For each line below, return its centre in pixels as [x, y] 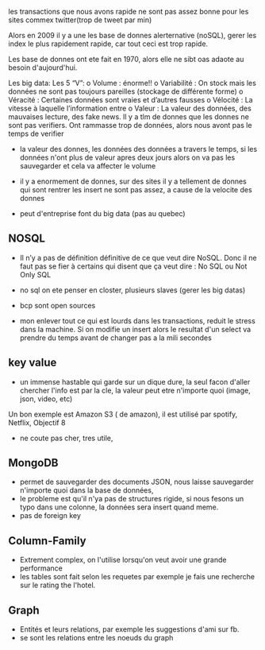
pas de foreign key [50, 516]
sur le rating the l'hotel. [58, 585]
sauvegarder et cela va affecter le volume [88, 166]
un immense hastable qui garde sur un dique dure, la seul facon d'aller [135, 381]
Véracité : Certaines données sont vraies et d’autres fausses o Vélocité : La [131, 100]
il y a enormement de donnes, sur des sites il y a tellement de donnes [133, 181]
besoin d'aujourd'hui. [43, 68]
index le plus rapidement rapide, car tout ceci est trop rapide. [108, 44]
